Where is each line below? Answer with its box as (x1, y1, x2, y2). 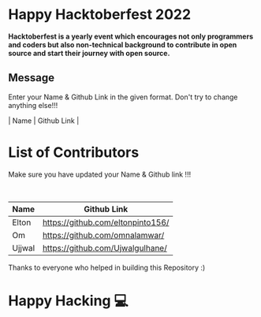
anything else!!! (8, 100, 58, 110)
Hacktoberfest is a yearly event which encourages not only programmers (8, 32, 254, 41)
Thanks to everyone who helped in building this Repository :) (8, 263, 206, 272)
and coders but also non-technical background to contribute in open (8, 39, 237, 49)
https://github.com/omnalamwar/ (42, 229, 165, 241)
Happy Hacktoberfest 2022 (8, 6, 192, 24)
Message (8, 71, 55, 84)
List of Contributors (8, 144, 140, 161)
